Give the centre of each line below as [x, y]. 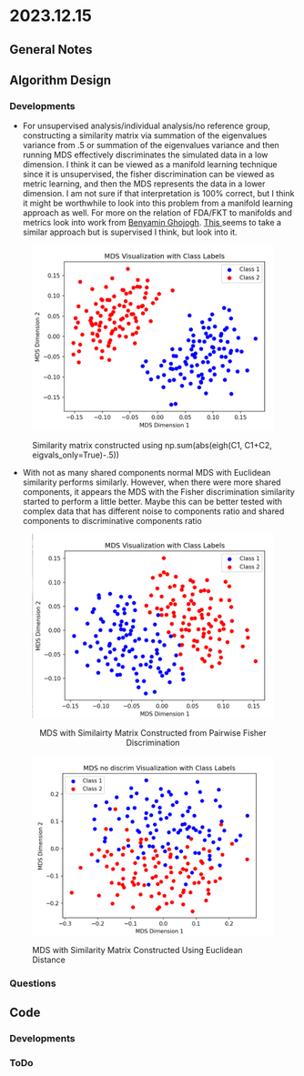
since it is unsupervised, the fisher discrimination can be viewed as [148, 175]
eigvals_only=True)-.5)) [76, 455]
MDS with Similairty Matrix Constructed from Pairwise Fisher [153, 732]
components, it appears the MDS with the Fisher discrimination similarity [159, 492]
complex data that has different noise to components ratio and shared [153, 511]
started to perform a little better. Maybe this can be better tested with [152, 502]
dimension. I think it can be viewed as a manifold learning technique [150, 165]
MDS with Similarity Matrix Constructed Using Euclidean [137, 950]
